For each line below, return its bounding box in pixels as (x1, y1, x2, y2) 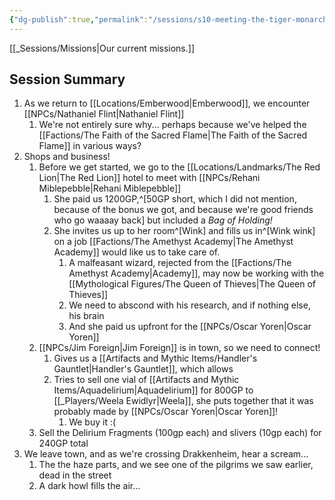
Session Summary (9, 71, 126, 88)
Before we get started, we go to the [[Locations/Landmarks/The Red (38, 161, 321, 173)
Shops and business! (23, 151, 111, 163)
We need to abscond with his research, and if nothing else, (68, 299, 311, 311)
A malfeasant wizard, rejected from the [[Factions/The (68, 257, 292, 269)
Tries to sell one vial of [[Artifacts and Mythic (53, 374, 240, 386)
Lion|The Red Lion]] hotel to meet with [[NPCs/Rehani (38, 172, 261, 184)
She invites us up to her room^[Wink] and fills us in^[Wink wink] (53, 225, 316, 237)
